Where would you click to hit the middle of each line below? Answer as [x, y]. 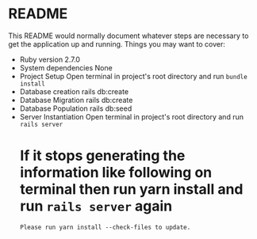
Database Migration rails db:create [76, 100]
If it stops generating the [102, 156]
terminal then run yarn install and [131, 190]
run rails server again [96, 206]
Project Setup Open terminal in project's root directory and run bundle [133, 76]
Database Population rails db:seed [76, 108]
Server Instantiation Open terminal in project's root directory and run [132, 116]
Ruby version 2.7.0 [50, 59]
